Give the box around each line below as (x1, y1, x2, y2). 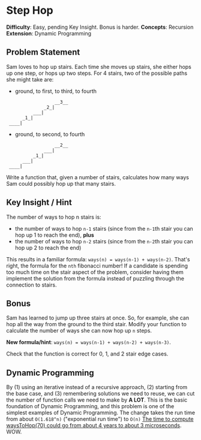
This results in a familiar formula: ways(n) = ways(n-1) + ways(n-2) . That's (6, 255, 190, 263)
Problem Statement (6, 47, 80, 58)
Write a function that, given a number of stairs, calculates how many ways (6, 173, 189, 180)
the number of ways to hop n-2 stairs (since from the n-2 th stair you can (14, 237, 193, 245)
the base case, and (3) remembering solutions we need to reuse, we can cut (6, 390, 195, 397)
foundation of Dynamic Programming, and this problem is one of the (6, 403, 175, 410)
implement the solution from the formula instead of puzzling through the (6, 275, 185, 282)
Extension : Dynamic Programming (6, 29, 92, 37)
